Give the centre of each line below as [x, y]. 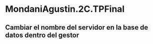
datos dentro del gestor [42, 35]
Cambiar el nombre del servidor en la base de [77, 27]
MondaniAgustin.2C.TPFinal [65, 9]
